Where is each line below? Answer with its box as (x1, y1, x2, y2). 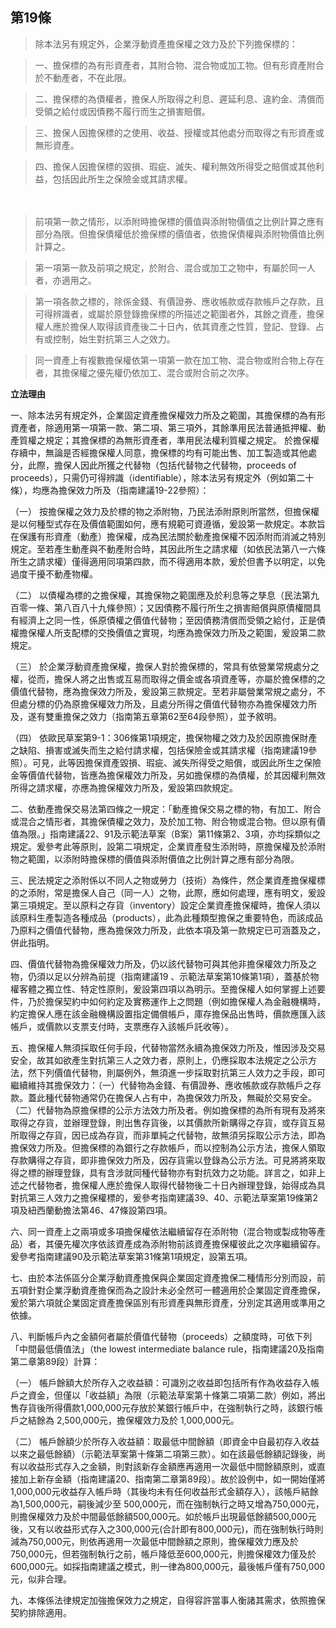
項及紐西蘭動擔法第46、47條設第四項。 (10, 1204, 173, 1216)
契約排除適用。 (10, 1606, 72, 1618)
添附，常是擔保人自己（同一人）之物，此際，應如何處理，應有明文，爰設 (27, 886, 326, 898)
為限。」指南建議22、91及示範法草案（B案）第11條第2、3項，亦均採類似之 (18, 828, 322, 840)
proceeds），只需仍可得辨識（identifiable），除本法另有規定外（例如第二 (10, 471, 306, 483)
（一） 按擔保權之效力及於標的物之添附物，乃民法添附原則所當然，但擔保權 (10, 505, 320, 517)
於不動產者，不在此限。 (34, 71, 132, 83)
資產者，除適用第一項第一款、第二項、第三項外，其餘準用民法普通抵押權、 (10, 421, 317, 433)
